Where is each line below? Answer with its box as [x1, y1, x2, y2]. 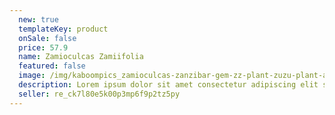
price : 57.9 [18, 42, 69, 53]
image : [18, 71, 46, 81]
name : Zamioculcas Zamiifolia [18, 52, 144, 62]
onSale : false [18, 33, 77, 43]
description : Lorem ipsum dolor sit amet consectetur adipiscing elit [18, 80, 319, 90]
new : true [18, 14, 59, 25]
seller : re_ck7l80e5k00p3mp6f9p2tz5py [18, 89, 181, 99]
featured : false [18, 61, 86, 71]
